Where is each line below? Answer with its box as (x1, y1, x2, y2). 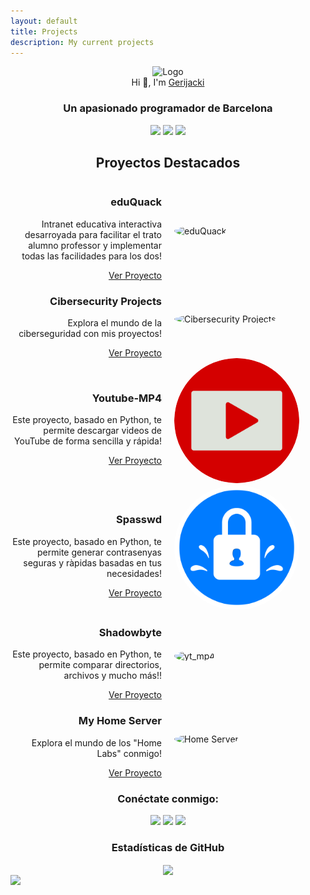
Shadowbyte (98, 626, 162, 639)
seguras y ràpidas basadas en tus (23, 556, 162, 569)
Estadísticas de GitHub (111, 840, 225, 854)
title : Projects (10, 26, 78, 37)
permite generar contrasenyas (37, 546, 162, 558)
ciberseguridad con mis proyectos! (18, 328, 162, 340)
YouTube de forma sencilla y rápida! (14, 435, 162, 447)
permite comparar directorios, (38, 659, 162, 671)
